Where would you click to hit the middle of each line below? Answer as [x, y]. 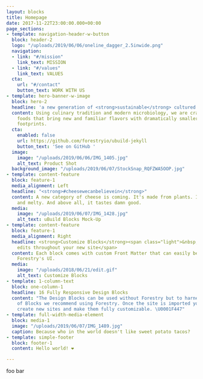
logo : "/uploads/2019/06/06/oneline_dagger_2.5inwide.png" [88, 46]
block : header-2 [32, 40]
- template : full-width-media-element [55, 315]
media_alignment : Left [40, 186]
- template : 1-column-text [40, 281]
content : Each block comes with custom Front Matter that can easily [101, 253]
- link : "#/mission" [37, 57]
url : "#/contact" [39, 85]
